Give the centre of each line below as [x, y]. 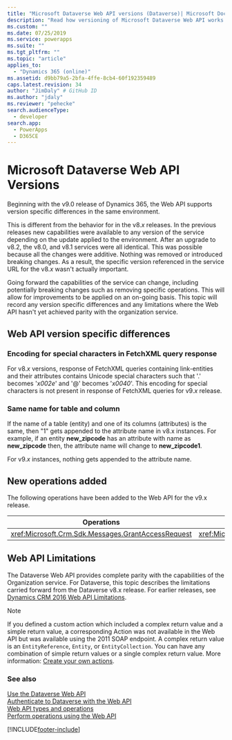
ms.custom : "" [28, 26]
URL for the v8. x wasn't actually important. [68, 269]
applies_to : [24, 65]
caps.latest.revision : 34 [44, 85]
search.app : [24, 123]
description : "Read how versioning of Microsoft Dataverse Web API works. [117, 20]
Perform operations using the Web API [62, 716]
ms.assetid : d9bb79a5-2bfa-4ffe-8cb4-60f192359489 [81, 78]
